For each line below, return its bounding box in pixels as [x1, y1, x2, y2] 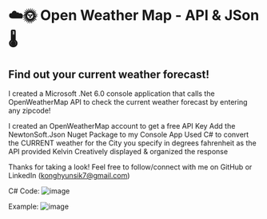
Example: [8, 201, 39, 211]
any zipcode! [8, 106, 51, 115]
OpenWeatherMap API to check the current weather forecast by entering [8, 98, 248, 106]
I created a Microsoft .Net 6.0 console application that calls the [8, 89, 215, 98]
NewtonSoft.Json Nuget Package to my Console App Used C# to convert [8, 129, 249, 139]
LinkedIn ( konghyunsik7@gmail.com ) [8, 171, 130, 180]
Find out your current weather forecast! [8, 67, 210, 81]
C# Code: [8, 186, 40, 196]
